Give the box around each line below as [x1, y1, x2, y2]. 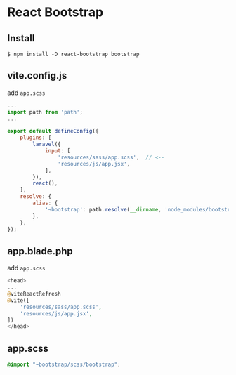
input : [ [44, 147, 71, 154]
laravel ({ [32, 141, 61, 148]
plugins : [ [20, 134, 52, 141]
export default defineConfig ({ [7, 128, 99, 135]
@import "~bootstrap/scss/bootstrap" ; [7, 361, 121, 369]
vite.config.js [7, 70, 67, 81]
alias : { [32, 199, 58, 207]
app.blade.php [7, 245, 74, 257]
